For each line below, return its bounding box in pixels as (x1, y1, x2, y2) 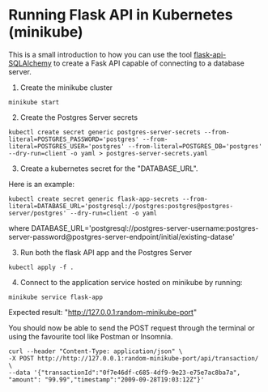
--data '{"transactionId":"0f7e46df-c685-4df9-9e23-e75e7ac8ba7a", (8, 369, 241, 377)
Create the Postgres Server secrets (19, 112, 138, 122)
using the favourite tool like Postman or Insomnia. (8, 331, 173, 341)
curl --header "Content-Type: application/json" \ (8, 347, 183, 356)
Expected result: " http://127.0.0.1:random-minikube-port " (8, 307, 197, 317)
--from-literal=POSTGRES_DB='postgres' (128, 142, 263, 151)
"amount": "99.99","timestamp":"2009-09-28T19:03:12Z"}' (8, 375, 205, 384)
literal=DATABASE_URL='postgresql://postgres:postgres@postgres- (8, 202, 233, 210)
